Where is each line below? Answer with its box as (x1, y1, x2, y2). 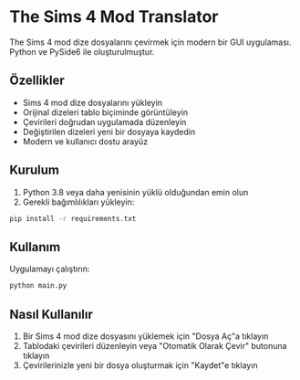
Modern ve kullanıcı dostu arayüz (22, 135, 149, 147)
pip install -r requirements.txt (9, 214, 137, 223)
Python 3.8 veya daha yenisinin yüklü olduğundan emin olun (22, 186, 249, 197)
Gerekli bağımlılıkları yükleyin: (22, 196, 135, 207)
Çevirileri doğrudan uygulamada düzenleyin (22, 116, 187, 127)
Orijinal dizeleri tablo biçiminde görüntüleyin (22, 107, 189, 118)
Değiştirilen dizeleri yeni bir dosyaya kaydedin (22, 126, 196, 137)
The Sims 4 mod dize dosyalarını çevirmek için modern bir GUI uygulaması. (9, 37, 292, 47)
